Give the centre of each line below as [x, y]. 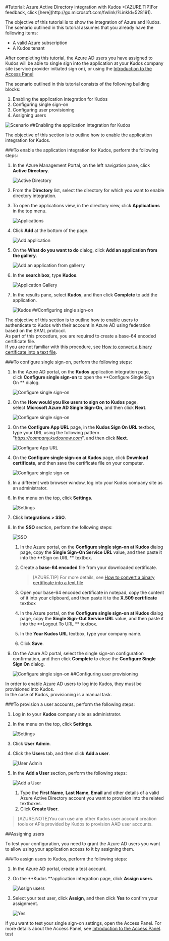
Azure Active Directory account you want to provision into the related [92, 798]
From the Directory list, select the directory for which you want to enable [88, 190]
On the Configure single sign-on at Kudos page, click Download [80, 458]
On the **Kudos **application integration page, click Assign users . [83, 878]
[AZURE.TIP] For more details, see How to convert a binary [94, 577]
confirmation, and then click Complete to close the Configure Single [84, 659]
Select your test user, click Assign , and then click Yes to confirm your [85, 898]
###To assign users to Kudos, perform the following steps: [66, 859]
